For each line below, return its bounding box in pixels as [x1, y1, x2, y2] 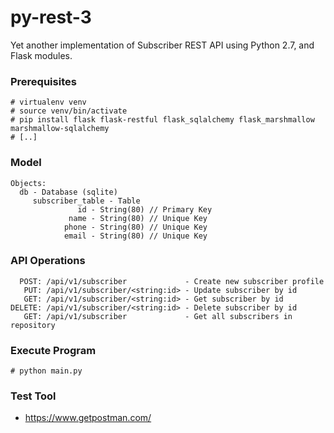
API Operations [10, 254, 86, 268]
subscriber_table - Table [32, 196, 141, 206]
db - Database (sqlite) [19, 187, 118, 197]
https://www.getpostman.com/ [24, 412, 152, 424]
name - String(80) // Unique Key [68, 213, 208, 223]
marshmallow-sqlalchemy [10, 124, 110, 134]
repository [10, 320, 56, 330]
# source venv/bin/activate [10, 106, 128, 116]
